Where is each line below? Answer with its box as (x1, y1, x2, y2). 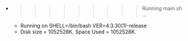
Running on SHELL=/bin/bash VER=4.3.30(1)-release (20, 23, 147, 29)
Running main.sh (141, 5, 182, 12)
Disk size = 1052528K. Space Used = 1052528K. (20, 28, 137, 35)
